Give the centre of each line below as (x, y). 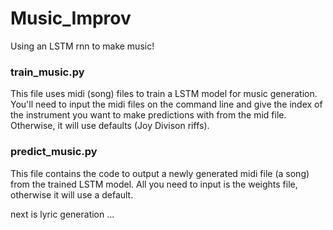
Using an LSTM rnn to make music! (82, 46)
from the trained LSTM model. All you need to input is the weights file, (154, 184)
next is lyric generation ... (62, 214)
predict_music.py (54, 152)
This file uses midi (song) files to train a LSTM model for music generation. (164, 94)
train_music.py (47, 72)
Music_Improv (71, 18)
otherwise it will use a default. (72, 194)
